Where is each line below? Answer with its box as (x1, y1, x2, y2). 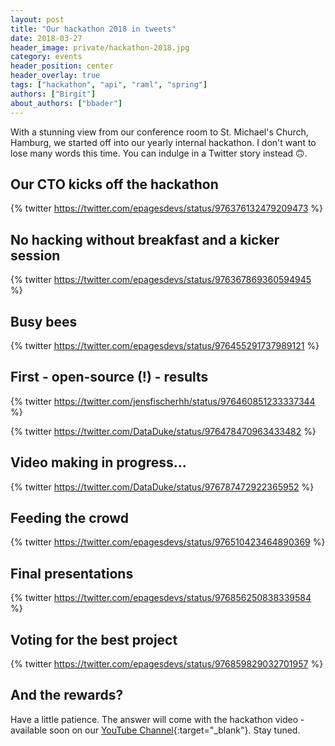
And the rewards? (10, 687, 124, 704)
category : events (10, 52, 83, 62)
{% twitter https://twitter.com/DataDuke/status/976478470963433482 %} (10, 425, 317, 437)
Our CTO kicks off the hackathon (10, 176, 219, 193)
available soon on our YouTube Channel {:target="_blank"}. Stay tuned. (10, 724, 301, 736)
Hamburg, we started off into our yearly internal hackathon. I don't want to (10, 136, 317, 148)
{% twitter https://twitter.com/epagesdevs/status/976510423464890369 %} (10, 536, 326, 548)
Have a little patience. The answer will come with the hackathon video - (10, 713, 305, 725)
